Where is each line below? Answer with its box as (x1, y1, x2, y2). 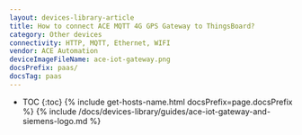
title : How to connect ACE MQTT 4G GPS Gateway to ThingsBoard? (9, 22, 255, 31)
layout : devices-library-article (9, 13, 135, 22)
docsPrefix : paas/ (9, 64, 78, 73)
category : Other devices (9, 30, 102, 39)
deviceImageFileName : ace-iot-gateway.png (9, 55, 171, 64)
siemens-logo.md (22, 115, 88, 126)
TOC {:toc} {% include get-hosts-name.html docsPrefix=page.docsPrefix (22, 96, 293, 107)
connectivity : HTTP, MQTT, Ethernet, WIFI (9, 38, 171, 48)
